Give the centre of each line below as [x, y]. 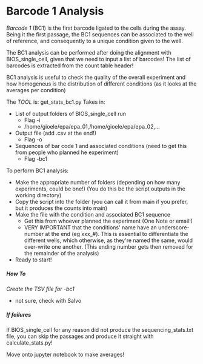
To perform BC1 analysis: [37, 170]
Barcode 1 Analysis [55, 11]
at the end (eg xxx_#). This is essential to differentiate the [117, 234]
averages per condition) [36, 90]
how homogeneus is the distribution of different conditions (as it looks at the [101, 84]
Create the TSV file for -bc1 [40, 289]
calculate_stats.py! [29, 342]
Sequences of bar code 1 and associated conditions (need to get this [101, 146]
